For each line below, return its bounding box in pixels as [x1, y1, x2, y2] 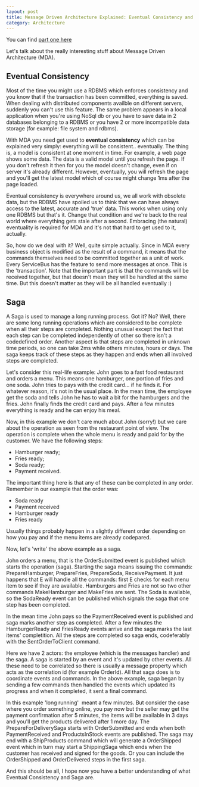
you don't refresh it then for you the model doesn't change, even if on [6, 162, 178, 169]
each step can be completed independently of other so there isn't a [6, 332, 172, 339]
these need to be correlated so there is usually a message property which [6, 662, 188, 669]
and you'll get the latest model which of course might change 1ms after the [6, 174, 189, 182]
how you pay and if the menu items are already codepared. [6, 534, 151, 541]
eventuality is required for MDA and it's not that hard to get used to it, [6, 224, 176, 231]
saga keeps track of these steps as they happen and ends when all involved [6, 351, 192, 358]
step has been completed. [6, 601, 70, 608]
